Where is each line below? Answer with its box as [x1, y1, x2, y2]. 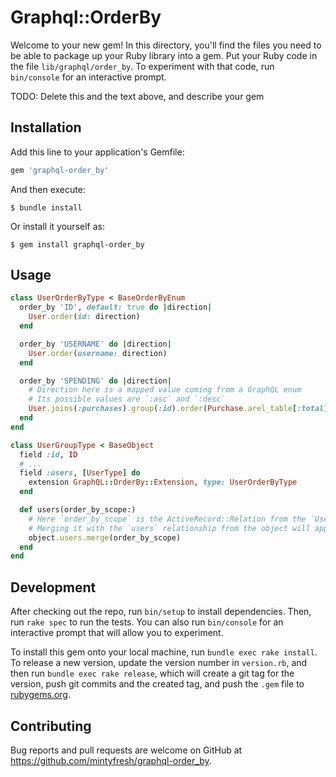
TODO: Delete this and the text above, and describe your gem [10, 90, 265, 102]
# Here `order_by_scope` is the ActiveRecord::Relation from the [28, 514, 307, 524]
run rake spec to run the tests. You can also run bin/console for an [10, 616, 284, 628]
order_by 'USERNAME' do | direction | [19, 339, 172, 349]
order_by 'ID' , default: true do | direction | [19, 302, 213, 313]
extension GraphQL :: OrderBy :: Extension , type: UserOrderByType [28, 477, 298, 488]
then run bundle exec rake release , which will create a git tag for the [10, 667, 295, 680]
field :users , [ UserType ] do [19, 468, 141, 478]
